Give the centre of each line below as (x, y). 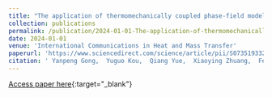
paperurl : (25, 53)
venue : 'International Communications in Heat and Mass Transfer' (123, 46)
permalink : (27, 31)
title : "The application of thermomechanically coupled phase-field (126, 16)
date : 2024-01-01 (38, 38)
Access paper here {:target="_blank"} (70, 84)
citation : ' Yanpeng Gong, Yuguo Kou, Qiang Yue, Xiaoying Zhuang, (130, 61)
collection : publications (52, 23)
